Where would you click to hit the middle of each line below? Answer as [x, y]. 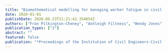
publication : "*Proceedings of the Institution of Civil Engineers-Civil [84, 42]
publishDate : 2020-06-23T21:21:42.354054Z [50, 19]
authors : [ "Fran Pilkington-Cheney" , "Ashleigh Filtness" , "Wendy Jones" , [85, 24]
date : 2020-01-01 [23, 14]
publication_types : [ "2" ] [32, 28]
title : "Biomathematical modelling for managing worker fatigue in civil [84, 10]
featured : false [22, 38]
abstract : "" [19, 33]
